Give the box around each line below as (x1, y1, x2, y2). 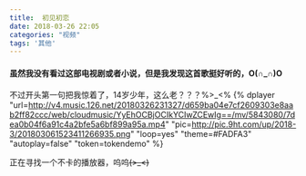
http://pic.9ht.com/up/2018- (190, 119, 297, 130)
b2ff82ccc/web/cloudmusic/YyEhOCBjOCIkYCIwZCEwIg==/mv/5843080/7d (9, 110, 296, 121)
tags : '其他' (9, 38, 56, 48)
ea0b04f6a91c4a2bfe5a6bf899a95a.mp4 (9, 119, 166, 130)
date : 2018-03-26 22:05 (9, 22, 100, 31)
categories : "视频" (9, 30, 81, 39)
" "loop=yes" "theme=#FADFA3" (130, 129, 252, 140)
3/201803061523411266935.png (9, 129, 131, 140)
